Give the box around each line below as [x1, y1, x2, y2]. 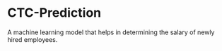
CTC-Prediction [7, 5, 102, 21]
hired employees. [7, 35, 58, 43]
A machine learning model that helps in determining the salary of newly [7, 28, 215, 36]
